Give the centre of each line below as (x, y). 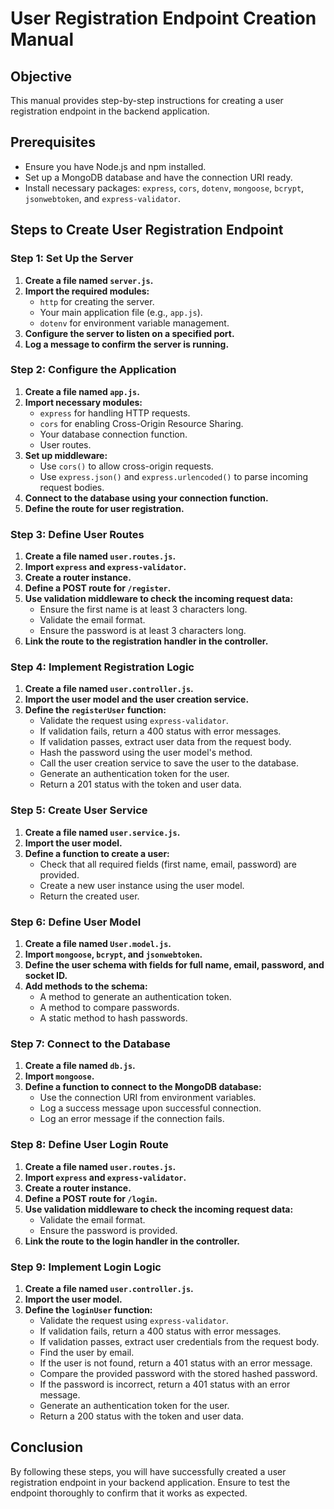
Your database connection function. (113, 434)
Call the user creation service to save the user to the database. (169, 763)
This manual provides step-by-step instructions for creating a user (147, 100)
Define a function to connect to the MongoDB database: (143, 1087)
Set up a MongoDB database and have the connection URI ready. (158, 177)
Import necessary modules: (83, 402)
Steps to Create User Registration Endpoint (147, 230)
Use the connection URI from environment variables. (148, 1098)
